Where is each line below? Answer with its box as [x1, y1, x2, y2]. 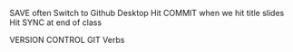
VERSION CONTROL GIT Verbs [9, 35, 125, 45]
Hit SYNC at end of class [9, 17, 103, 28]
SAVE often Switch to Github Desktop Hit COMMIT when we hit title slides [9, 8, 285, 18]
